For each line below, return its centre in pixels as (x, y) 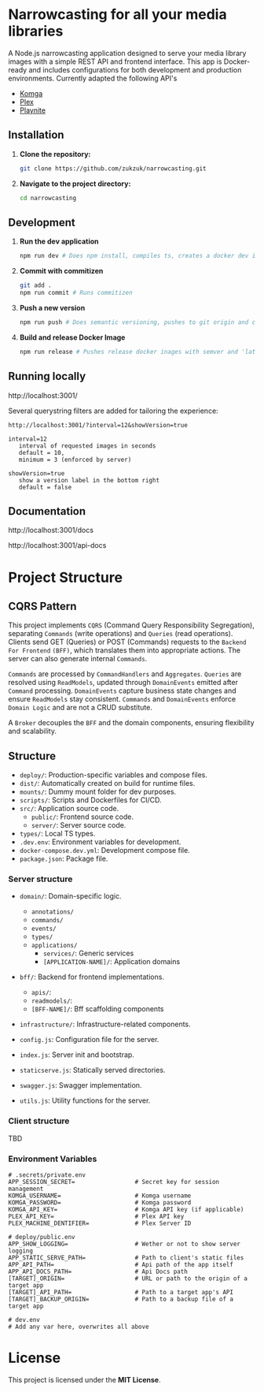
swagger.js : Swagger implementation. (81, 1085)
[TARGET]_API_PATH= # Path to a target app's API (121, 1293)
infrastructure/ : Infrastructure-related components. (105, 1024)
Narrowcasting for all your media (117, 15)
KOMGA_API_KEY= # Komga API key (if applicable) (126, 1210)
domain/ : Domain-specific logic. (70, 896)
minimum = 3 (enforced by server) (75, 460)
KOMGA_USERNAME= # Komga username (100, 1196)
